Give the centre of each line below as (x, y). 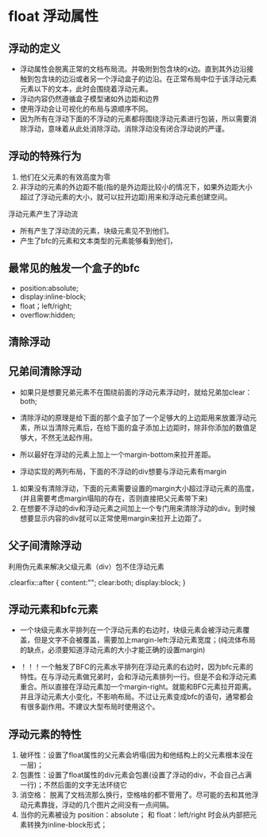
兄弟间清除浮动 (45, 371)
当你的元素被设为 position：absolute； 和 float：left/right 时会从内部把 (135, 815)
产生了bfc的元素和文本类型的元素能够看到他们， (98, 241)
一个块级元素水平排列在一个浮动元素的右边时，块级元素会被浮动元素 (131, 630)
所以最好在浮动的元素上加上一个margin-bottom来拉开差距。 (118, 454)
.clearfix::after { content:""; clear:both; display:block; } (97, 582)
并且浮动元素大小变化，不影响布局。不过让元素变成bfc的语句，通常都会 (137, 697)
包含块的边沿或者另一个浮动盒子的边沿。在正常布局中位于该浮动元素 (145, 79)
